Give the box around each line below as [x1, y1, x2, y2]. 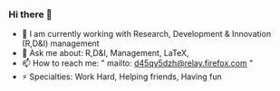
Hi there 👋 [8, 8, 53, 21]
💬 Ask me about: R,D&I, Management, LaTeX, [21, 48, 189, 59]
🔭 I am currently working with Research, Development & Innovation [21, 29, 272, 40]
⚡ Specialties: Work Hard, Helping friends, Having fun [21, 71, 223, 82]
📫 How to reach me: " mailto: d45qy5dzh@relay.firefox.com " [21, 58, 254, 68]
